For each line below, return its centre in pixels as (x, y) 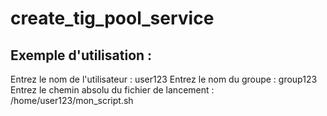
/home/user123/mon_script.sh (72, 100)
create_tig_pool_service (112, 18)
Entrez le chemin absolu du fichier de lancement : (112, 90)
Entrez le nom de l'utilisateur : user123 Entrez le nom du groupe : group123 (164, 79)
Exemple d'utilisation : (81, 55)
